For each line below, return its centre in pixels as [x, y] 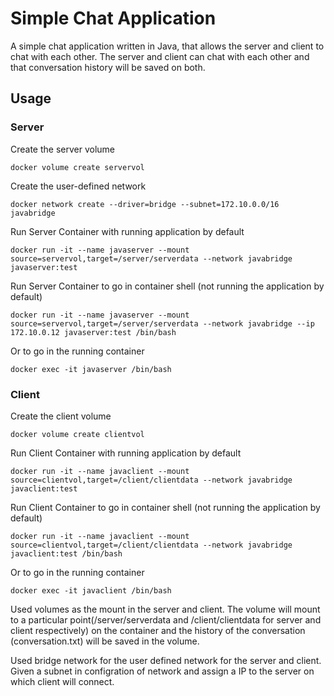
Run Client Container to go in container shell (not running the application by [165, 507]
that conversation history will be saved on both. [108, 67]
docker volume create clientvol [77, 434]
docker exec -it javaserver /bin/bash [91, 369]
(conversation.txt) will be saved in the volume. [105, 641]
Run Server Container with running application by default [127, 231]
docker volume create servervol [77, 167]
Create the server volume [63, 149]
